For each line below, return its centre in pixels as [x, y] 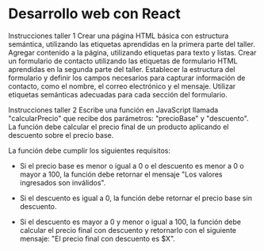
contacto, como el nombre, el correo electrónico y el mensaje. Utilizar [122, 86]
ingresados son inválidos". [63, 182]
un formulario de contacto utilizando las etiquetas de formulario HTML [123, 61]
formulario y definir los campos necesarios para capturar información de [127, 78]
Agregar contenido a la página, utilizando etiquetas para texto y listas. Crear [132, 52]
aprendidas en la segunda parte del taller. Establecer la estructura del [122, 69]
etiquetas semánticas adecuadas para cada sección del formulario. [118, 94]
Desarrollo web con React [94, 14]
